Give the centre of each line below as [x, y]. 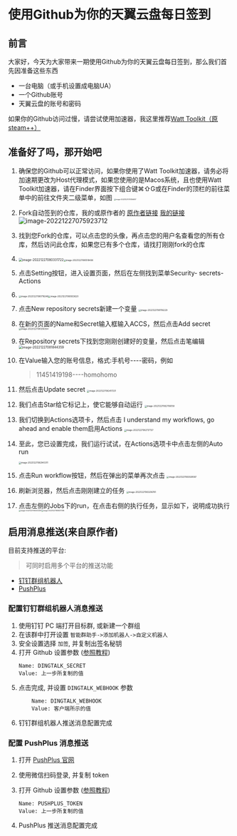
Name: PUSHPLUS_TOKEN [50, 804]
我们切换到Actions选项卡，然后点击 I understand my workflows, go [116, 420]
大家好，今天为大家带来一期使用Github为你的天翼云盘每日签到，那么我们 [115, 62]
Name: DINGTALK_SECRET [52, 666]
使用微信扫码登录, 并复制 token [64, 775]
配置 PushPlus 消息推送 [48, 743]
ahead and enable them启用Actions [70, 429]
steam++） [25, 128]
